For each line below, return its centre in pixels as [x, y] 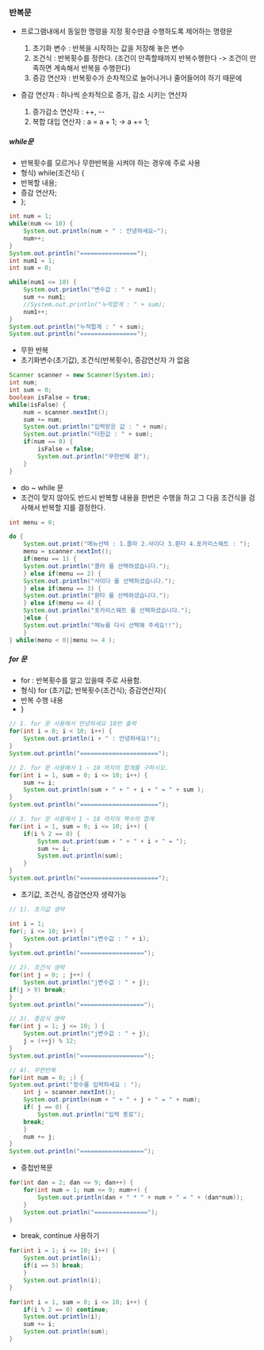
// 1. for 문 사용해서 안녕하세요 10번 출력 [73, 724]
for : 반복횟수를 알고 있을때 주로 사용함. [81, 680]
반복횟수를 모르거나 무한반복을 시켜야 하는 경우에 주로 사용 [111, 163]
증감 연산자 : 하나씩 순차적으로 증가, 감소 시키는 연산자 [104, 95]
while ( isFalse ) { [38, 404]
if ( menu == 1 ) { [50, 559]
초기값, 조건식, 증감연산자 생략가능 [73, 894]
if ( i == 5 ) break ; [54, 1266]
